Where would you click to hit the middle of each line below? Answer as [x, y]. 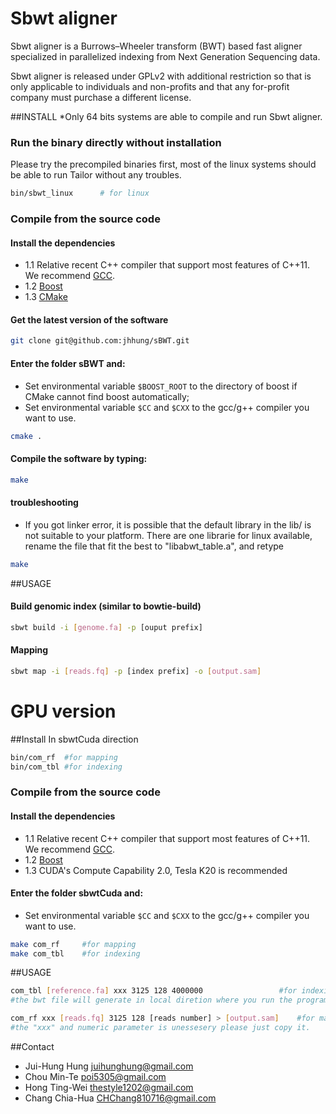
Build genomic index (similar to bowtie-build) [106, 606]
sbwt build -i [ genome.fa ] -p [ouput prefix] [106, 627]
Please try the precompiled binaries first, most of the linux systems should [163, 164]
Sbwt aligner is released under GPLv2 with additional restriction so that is [161, 76]
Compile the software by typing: [79, 458]
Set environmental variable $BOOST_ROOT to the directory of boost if [161, 386]
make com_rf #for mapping [73, 944]
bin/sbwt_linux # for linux [80, 193]
